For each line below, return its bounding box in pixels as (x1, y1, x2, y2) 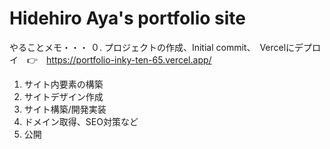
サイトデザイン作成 (23, 90, 104, 102)
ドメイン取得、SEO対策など (23, 115, 139, 127)
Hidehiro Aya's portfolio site (9, 7, 246, 30)
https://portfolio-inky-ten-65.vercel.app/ (46, 53, 212, 66)
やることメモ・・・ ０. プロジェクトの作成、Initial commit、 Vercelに (9, 41, 296, 53)
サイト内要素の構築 (23, 78, 104, 90)
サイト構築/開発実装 (23, 103, 107, 115)
